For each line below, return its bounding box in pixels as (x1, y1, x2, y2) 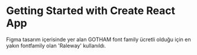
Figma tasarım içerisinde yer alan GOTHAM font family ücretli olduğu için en (6, 36, 191, 43)
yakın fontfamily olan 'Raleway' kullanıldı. (6, 42, 106, 49)
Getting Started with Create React (6, 4, 176, 18)
